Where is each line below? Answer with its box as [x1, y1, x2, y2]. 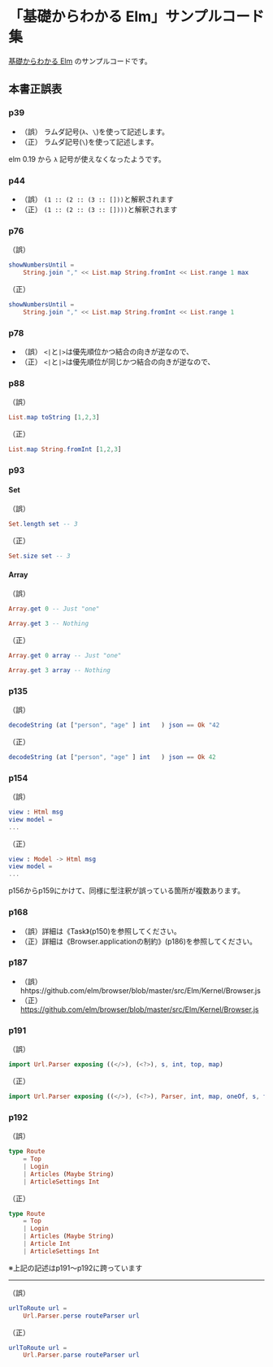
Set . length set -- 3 [8, 520, 79, 528]
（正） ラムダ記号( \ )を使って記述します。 [19, 137, 158, 146]
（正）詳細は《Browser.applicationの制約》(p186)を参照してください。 [19, 936, 258, 946]
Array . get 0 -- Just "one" [8, 605, 100, 614]
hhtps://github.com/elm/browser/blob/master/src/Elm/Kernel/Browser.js [19, 985, 262, 996]
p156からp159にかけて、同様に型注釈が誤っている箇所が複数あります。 [8, 886, 245, 896]
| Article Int [23, 1240, 71, 1248]
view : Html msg [8, 808, 63, 816]
